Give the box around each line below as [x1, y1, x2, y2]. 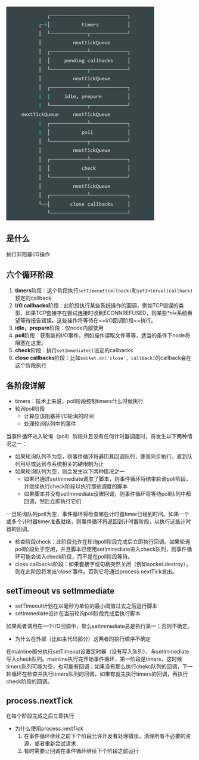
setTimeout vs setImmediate [6, 585, 115, 596]
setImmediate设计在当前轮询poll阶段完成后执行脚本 [14, 610, 141, 617]
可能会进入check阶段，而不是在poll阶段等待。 [20, 553, 133, 560]
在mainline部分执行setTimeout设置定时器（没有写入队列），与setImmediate [6, 648, 189, 655]
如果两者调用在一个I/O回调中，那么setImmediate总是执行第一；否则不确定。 [6, 622, 193, 630]
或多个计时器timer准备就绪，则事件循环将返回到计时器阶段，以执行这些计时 [6, 518, 191, 525]
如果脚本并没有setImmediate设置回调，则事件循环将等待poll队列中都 [23, 490, 192, 497]
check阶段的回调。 [6, 678, 53, 685]
